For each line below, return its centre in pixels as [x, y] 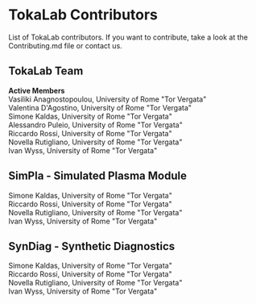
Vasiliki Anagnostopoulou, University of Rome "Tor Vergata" [107, 99]
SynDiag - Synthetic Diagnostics [92, 246]
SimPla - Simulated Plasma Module [98, 176]
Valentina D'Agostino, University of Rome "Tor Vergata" [100, 107]
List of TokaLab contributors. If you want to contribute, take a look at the [128, 37]
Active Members [37, 90]
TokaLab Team [46, 71]
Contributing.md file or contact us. [65, 45]
